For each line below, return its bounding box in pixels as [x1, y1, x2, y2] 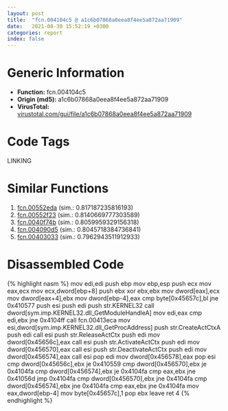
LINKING [7, 157, 32, 165]
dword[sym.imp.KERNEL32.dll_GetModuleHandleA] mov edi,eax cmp [7, 309, 203, 317]
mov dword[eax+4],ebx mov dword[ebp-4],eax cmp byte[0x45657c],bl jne [7, 293, 219, 302]
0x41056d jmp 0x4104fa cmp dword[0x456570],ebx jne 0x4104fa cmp [7, 374, 207, 382]
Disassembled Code [7, 257, 124, 272]
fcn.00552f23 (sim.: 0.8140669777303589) [16, 210, 140, 219]
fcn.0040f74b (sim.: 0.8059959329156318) [16, 218, 139, 226]
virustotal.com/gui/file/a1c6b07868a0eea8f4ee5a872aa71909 [16, 110, 192, 118]
